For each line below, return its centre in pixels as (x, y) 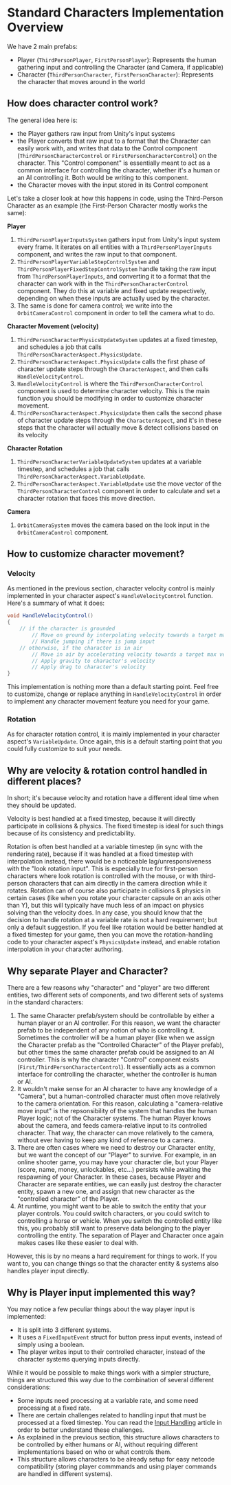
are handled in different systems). (65, 1473)
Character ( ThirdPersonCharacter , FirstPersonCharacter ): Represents (115, 74)
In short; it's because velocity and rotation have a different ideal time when (113, 798)
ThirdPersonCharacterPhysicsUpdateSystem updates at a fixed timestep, (117, 339)
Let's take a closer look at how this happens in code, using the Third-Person (115, 198)
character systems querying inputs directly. (79, 1359)
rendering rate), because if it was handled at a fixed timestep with (100, 854)
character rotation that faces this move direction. (86, 498)
